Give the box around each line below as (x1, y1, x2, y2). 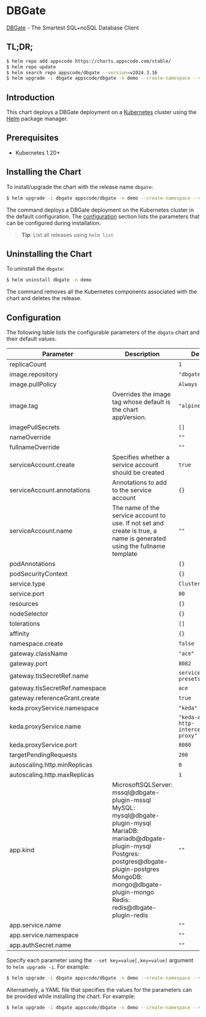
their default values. (6, 335, 57, 342)
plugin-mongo (112, 888, 154, 897)
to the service (112, 486, 152, 495)
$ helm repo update (6, 64, 56, 70)
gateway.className (9, 649, 68, 658)
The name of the (112, 504, 160, 512)
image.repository (9, 370, 59, 379)
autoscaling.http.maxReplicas (9, 771, 94, 779)
